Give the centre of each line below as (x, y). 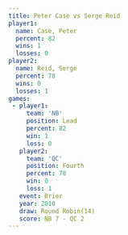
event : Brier (41, 196)
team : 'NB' (44, 114)
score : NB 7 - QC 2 (52, 219)
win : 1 (37, 136)
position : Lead (52, 121)
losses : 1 (32, 91)
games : (19, 99)
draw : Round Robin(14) (57, 211)
